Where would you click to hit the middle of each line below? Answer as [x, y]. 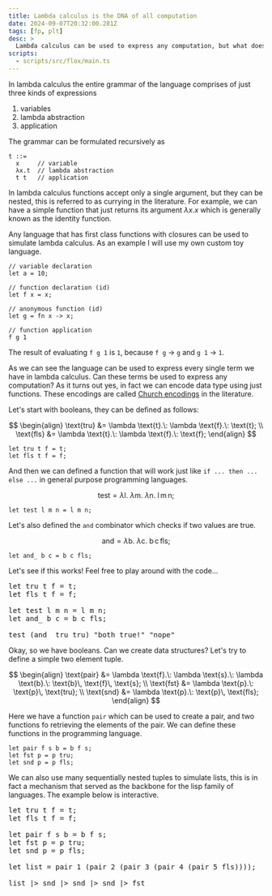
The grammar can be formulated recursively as [87, 141]
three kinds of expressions [53, 92]
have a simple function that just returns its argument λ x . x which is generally [135, 210]
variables [35, 108]
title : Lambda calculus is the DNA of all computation [103, 16]
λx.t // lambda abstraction [65, 170]
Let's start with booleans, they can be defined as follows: [104, 409]
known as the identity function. [60, 218]
